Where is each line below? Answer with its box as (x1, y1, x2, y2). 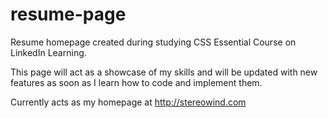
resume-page (10, 3, 127, 26)
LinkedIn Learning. (10, 46, 87, 58)
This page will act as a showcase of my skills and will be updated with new (10, 66, 318, 78)
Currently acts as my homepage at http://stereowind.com (10, 96, 247, 108)
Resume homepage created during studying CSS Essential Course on (10, 36, 297, 48)
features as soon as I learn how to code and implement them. (10, 76, 263, 88)
